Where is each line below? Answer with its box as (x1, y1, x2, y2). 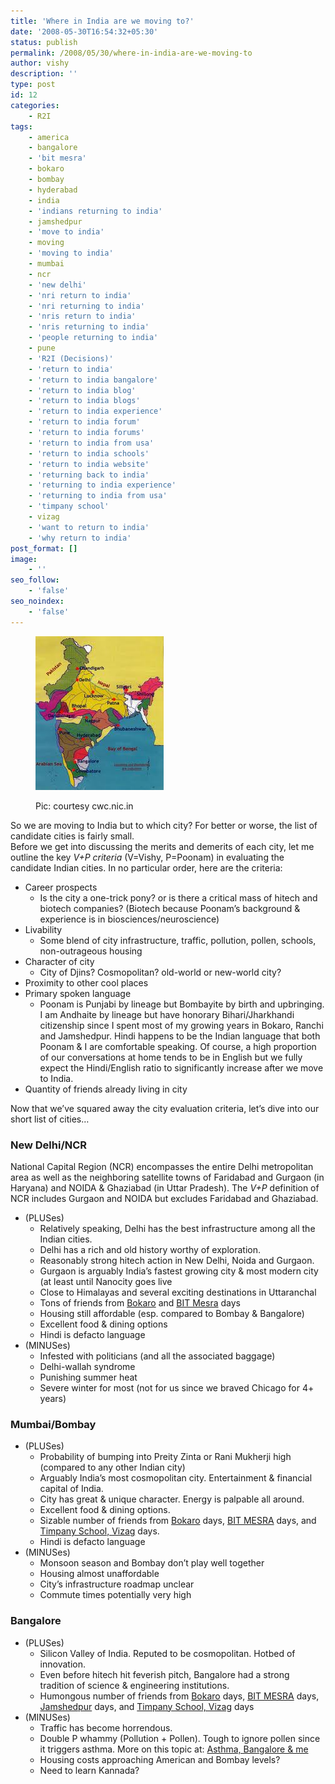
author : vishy (10, 58, 70, 69)
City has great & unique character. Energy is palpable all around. (39, 1493, 305, 1505)
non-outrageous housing (39, 945, 143, 957)
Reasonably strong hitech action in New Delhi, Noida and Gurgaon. (39, 1254, 315, 1266)
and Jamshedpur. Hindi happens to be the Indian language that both (39, 1030, 321, 1042)
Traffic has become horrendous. (39, 1721, 173, 1734)
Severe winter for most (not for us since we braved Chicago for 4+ (39, 1381, 315, 1394)
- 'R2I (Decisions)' (28, 353, 114, 364)
